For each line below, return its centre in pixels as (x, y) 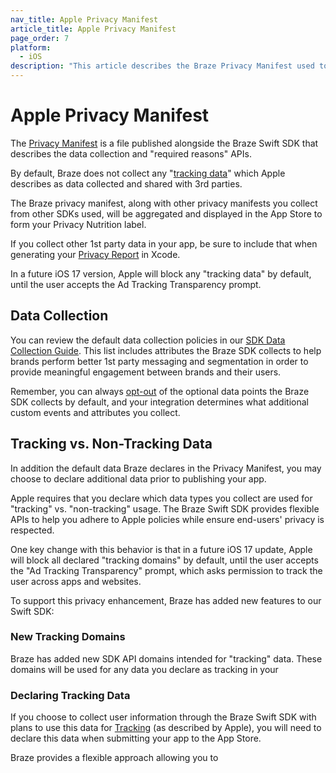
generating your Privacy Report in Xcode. (95, 254)
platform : (31, 47)
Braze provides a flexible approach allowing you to (114, 758)
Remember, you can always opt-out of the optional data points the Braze (160, 391)
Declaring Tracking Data (70, 695)
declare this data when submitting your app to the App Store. (136, 738)
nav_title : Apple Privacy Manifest (84, 19)
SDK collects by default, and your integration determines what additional (159, 402)
